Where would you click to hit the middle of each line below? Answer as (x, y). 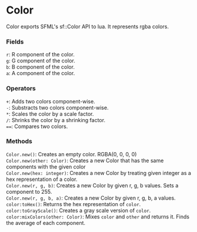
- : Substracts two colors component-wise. (57, 107)
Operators (21, 89)
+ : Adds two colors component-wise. (51, 101)
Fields (15, 42)
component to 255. (29, 191)
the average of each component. (46, 223)
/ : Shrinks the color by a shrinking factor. (56, 120)
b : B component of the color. (41, 67)
